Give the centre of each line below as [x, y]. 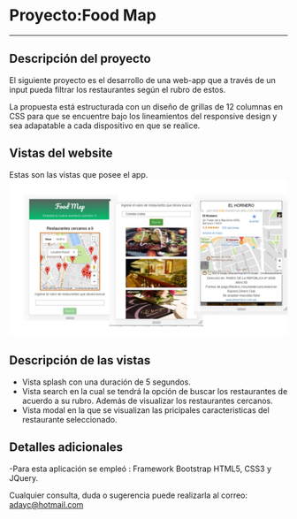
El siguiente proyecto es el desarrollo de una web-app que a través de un [142, 80]
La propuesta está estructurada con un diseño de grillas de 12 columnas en [146, 106]
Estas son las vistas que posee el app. [79, 174]
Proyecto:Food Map [83, 15]
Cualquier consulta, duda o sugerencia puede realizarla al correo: [129, 495]
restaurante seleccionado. [69, 419]
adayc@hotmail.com [46, 504]
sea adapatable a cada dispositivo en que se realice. [105, 126]
